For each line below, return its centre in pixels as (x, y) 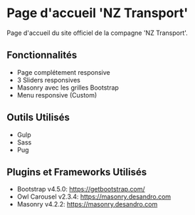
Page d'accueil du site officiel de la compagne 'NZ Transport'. (97, 33)
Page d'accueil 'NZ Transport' (97, 13)
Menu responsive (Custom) (57, 95)
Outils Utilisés (38, 118)
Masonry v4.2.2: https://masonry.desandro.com (87, 204)
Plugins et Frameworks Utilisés (77, 172)
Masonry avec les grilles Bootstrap (68, 88)
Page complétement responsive (64, 72)
